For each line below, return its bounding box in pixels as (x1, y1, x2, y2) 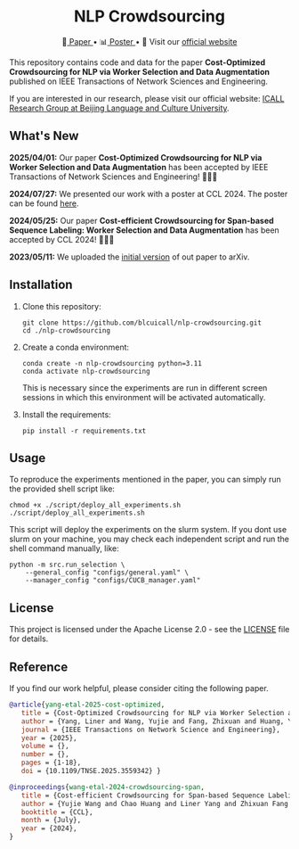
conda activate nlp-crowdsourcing (21, 367, 150, 375)
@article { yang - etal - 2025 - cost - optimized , (9, 700, 166, 709)
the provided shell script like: (9, 483, 116, 494)
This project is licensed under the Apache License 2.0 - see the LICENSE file (9, 624, 290, 635)
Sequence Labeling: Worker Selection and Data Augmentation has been (9, 225, 280, 235)
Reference (9, 659, 69, 674)
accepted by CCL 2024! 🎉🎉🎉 (9, 234, 115, 244)
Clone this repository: (21, 301, 101, 311)
